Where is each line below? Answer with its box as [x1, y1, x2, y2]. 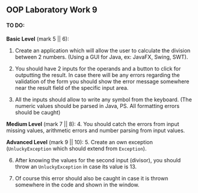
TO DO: [6, 21, 25, 29]
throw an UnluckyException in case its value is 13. [14, 163, 137, 170]
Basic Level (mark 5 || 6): [6, 35, 69, 42]
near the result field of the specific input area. [14, 84, 129, 91]
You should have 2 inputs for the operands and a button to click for [14, 65, 181, 72]
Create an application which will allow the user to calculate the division [14, 46, 191, 54]
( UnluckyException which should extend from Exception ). [6, 145, 147, 152]
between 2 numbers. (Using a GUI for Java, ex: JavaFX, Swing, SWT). [14, 53, 188, 60]
